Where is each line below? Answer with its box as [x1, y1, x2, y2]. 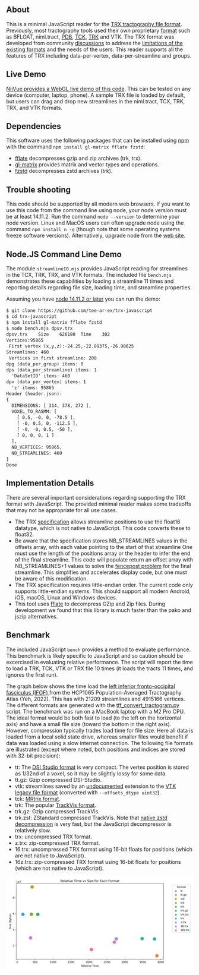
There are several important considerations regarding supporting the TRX [6, 494, 186, 501]
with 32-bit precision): [6, 752, 61, 759]
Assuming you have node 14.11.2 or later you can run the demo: [6, 295, 160, 302]
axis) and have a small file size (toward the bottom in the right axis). [6, 720, 172, 727]
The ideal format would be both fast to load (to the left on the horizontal [6, 714, 181, 721]
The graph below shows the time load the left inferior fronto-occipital [6, 683, 175, 690]
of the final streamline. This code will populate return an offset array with [14, 556, 193, 563]
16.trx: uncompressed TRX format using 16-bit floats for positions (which [14, 845, 193, 853]
